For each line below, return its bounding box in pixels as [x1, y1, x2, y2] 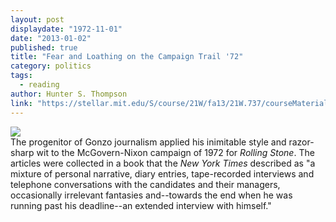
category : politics [10, 61, 92, 71]
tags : [10, 71, 33, 81]
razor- [288, 136, 315, 148]
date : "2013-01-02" [10, 33, 92, 43]
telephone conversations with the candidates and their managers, [10, 178, 281, 190]
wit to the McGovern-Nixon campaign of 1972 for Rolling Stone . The [36, 146, 315, 158]
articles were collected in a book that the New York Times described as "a [10, 157, 316, 169]
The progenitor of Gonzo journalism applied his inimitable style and [10, 136, 287, 148]
